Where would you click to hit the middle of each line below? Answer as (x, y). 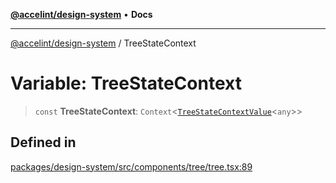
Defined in (43, 142)
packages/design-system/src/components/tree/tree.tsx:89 (131, 166)
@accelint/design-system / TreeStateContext (103, 43)
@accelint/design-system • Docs (81, 14)
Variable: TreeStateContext (126, 83)
